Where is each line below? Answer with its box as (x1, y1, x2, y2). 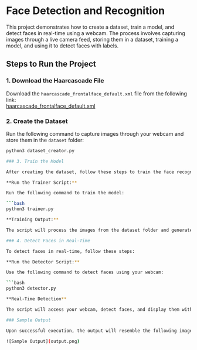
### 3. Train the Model (6, 158, 64, 164)
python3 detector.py (6, 286, 57, 291)
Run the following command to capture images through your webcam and (6, 130, 184, 137)
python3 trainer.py (6, 206, 54, 212)
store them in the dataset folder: (6, 136, 84, 143)
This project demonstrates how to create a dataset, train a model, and (6, 23, 175, 30)
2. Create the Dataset (6, 117, 68, 125)
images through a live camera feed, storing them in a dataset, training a (6, 36, 179, 43)
